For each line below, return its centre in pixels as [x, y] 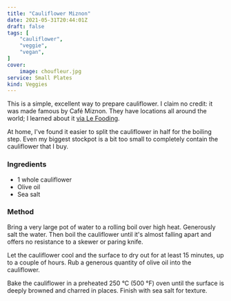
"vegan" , [32, 52]
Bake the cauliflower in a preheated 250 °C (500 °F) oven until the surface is [115, 283]
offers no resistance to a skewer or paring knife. [75, 242]
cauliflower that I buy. [38, 146]
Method [21, 212]
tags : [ [18, 33]
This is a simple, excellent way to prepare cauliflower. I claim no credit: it [110, 104]
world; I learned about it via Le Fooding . [63, 119]
